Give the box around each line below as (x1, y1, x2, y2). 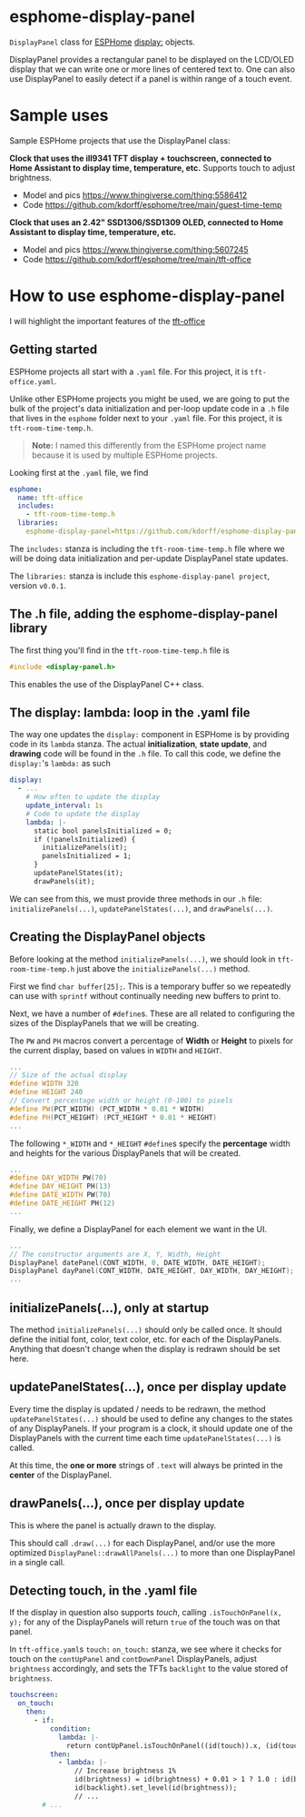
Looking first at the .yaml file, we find (9, 467, 149, 478)
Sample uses (9, 105, 109, 126)
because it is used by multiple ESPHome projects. (31, 449, 218, 460)
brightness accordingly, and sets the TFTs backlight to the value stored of (9, 1664, 289, 1674)
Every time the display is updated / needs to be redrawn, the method (9, 1403, 266, 1414)
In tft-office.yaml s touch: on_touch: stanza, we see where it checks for (9, 1644, 282, 1654)
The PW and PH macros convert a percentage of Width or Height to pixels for (9, 1035, 293, 1046)
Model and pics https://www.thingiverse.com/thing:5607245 (22, 243, 249, 255)
